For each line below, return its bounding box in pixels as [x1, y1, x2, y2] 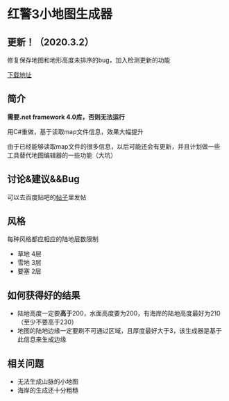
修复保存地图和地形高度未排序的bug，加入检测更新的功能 [7, 56, 171, 64]
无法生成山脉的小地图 [17, 377, 78, 386]
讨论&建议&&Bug [7, 173, 80, 185]
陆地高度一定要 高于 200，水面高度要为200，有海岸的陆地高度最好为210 [17, 309, 221, 318]
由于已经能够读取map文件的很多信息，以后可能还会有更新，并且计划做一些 [7, 142, 221, 150]
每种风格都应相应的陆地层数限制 [7, 235, 99, 243]
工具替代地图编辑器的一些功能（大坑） [7, 151, 117, 159]
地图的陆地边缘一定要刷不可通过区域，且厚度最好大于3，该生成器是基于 [17, 327, 222, 335]
